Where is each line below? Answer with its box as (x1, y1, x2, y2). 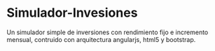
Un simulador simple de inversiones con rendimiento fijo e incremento (6, 28, 209, 36)
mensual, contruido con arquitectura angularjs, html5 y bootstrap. (6, 35, 196, 43)
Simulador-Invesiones (6, 5, 138, 21)
